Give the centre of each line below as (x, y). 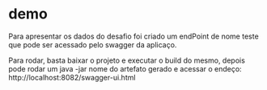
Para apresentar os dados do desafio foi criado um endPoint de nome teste (133, 36)
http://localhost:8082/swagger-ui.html (72, 77)
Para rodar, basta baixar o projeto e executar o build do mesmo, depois (127, 60)
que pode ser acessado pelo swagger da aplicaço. (93, 44)
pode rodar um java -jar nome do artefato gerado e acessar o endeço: (125, 68)
